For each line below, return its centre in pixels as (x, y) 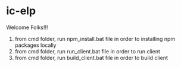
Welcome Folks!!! (27, 27)
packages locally (35, 45)
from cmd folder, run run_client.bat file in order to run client (88, 51)
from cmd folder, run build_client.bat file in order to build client (91, 58)
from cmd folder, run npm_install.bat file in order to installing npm (95, 39)
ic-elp (21, 11)
